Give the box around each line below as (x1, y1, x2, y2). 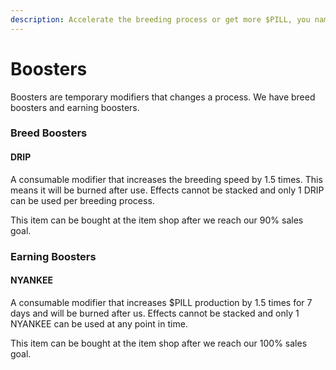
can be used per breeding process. (10, 194, 155, 206)
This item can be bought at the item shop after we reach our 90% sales (10, 214, 304, 226)
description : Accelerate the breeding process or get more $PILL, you (10, 14, 311, 25)
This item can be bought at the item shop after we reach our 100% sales (10, 337, 308, 349)
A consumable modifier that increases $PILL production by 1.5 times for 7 (10, 296, 313, 308)
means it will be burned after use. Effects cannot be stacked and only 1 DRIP (10, 184, 325, 196)
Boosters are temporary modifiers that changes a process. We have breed (10, 91, 316, 103)
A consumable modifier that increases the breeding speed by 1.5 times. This (10, 173, 323, 185)
